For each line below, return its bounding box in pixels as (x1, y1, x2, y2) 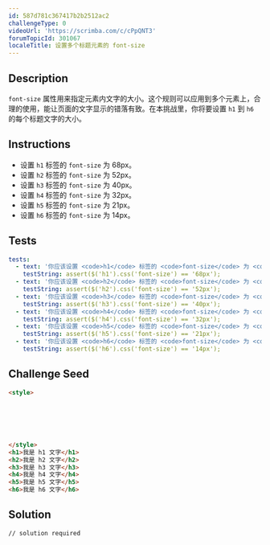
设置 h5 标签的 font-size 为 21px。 (19, 200, 135, 210)
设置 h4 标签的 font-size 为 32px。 (19, 190, 137, 199)
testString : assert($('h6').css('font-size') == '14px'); (22, 345, 221, 354)
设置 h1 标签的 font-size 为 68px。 (19, 160, 137, 170)
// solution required (8, 529, 81, 537)
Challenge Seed (8, 367, 90, 381)
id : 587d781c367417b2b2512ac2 (8, 11, 110, 20)
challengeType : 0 (8, 19, 67, 27)
